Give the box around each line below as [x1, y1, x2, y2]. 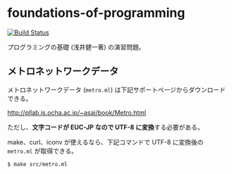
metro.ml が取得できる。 [7, 147, 78, 155]
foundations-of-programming [7, 5, 185, 21]
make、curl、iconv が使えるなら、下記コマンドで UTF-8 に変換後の [7, 137, 204, 146]
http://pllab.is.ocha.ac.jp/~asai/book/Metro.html [7, 108, 147, 117]
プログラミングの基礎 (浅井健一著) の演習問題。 [7, 42, 146, 51]
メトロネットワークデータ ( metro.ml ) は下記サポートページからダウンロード [7, 85, 226, 94]
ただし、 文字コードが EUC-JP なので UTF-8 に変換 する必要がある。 [7, 123, 204, 131]
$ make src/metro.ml [7, 161, 68, 168]
